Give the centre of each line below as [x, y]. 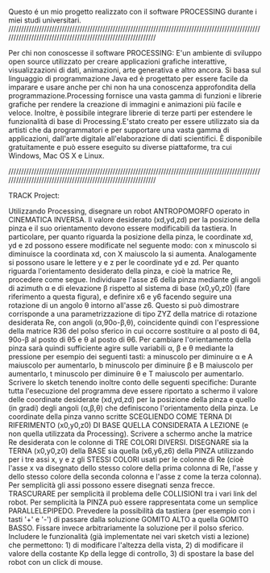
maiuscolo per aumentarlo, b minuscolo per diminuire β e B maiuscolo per [131, 365]
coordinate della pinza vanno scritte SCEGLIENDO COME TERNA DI [120, 417]
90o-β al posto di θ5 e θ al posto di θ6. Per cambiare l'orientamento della [130, 339]
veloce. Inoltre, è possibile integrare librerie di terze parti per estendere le [130, 113]
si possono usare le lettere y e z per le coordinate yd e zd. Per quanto [124, 262]
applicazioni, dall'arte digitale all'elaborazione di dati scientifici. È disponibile [135, 139]
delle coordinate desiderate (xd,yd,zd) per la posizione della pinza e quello [132, 399]
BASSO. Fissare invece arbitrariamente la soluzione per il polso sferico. [126, 528]
